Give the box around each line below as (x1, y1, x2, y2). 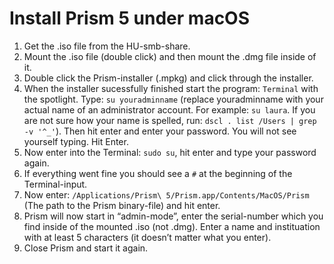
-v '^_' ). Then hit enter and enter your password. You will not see (23, 125, 297, 137)
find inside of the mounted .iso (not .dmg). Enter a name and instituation (23, 220, 321, 232)
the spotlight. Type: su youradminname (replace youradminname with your (23, 93, 324, 105)
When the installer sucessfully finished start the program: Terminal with (23, 82, 319, 94)
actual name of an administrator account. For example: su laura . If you (23, 103, 316, 116)
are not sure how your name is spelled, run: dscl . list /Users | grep (23, 114, 317, 126)
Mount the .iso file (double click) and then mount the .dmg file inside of (23, 50, 317, 62)
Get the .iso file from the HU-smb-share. (23, 40, 191, 52)
